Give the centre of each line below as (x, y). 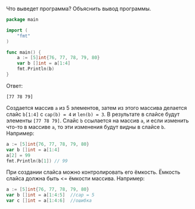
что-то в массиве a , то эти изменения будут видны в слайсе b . (86, 127)
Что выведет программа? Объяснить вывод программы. (79, 9)
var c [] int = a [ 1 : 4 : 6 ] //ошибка (49, 201)
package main (22, 20)
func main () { (24, 52)
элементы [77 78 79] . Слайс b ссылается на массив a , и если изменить (97, 120)
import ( (17, 30)
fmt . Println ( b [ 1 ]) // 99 (37, 161)
